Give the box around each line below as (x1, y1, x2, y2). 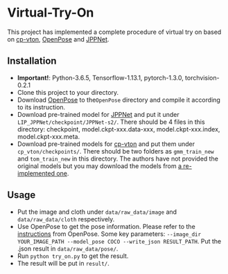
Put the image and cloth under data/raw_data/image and (17, 208, 177, 216)
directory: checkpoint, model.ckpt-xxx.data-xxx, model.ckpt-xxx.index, (17, 125, 220, 133)
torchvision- (184, 73, 220, 82)
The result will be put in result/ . (17, 259, 109, 267)
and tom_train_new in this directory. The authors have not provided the (17, 154, 218, 163)
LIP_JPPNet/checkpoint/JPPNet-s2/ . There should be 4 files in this (17, 118, 206, 126)
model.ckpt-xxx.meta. (17, 132, 80, 140)
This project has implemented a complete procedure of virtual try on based (7, 28, 222, 36)
